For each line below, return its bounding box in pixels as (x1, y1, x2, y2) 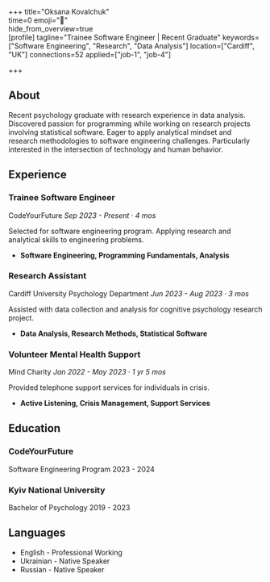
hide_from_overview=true (8, 24, 93, 33)
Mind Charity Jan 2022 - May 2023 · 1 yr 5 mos (8, 367, 167, 377)
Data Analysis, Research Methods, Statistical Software (19, 329, 208, 338)
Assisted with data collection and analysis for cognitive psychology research (8, 304, 263, 314)
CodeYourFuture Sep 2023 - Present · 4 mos (8, 210, 156, 220)
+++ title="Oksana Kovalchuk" (8, 7, 110, 16)
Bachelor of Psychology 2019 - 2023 (8, 503, 131, 513)
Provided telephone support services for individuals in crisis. (8, 383, 210, 392)
